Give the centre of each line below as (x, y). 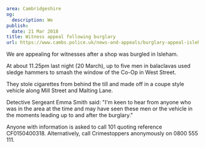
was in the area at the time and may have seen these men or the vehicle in (100, 109)
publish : (17, 25)
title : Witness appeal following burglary (61, 37)
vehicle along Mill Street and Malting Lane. (60, 90)
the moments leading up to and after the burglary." (70, 115)
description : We (32, 20)
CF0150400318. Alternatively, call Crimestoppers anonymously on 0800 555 (102, 133)
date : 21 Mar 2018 (35, 31)
